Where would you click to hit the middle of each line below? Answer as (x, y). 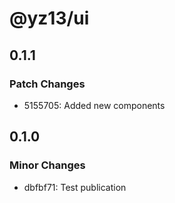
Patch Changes (47, 84)
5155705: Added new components (94, 105)
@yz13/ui (49, 18)
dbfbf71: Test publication (75, 187)
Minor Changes (47, 165)
